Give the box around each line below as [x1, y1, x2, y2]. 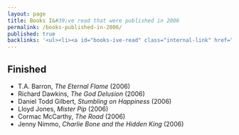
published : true [7, 30, 55, 38]
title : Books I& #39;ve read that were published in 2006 [7, 17, 180, 24]
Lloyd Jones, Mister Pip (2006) [17, 104, 109, 113]
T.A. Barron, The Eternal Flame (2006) [17, 82, 130, 90]
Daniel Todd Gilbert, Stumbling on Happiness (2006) [17, 97, 172, 105]
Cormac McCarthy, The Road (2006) [17, 112, 126, 121]
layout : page [7, 10, 46, 18]
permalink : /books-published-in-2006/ [7, 23, 122, 31]
